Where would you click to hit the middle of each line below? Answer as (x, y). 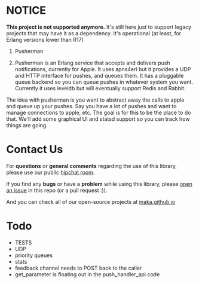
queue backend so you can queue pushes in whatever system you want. (104, 82)
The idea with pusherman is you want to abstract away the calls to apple (95, 100)
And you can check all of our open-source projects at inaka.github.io (91, 201)
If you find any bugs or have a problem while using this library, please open (99, 184)
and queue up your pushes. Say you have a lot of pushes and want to (91, 106)
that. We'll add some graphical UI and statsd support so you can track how (98, 119)
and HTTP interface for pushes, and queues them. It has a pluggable (99, 75)
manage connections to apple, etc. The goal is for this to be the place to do (99, 112)
